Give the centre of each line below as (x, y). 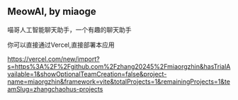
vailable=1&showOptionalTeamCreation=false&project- (87, 74)
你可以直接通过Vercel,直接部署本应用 (61, 45)
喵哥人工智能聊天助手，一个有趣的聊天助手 (69, 29)
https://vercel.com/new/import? (54, 59)
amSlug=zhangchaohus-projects (55, 89)
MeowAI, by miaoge (52, 12)
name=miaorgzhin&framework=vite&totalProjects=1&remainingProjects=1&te (119, 82)
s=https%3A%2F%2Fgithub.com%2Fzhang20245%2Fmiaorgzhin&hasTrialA (119, 66)
